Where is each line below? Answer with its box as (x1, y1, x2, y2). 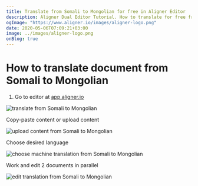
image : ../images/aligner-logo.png (6, 31, 94, 36)
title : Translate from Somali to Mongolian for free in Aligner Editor (6, 8, 186, 15)
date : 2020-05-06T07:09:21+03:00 (6, 25, 88, 31)
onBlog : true (6, 36, 38, 42)
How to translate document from (6, 61, 169, 75)
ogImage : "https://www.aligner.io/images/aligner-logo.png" (6, 19, 157, 25)
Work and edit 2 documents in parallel (6, 161, 98, 168)
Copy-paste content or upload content (6, 116, 100, 123)
